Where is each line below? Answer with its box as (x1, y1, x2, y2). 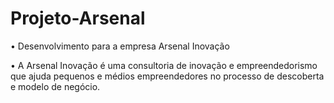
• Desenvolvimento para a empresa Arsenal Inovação (10, 40, 230, 52)
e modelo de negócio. (10, 80, 101, 92)
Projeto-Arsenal (10, 7, 146, 30)
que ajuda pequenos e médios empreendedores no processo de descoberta (10, 70, 325, 82)
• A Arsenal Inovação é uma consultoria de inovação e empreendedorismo (10, 59, 318, 71)
